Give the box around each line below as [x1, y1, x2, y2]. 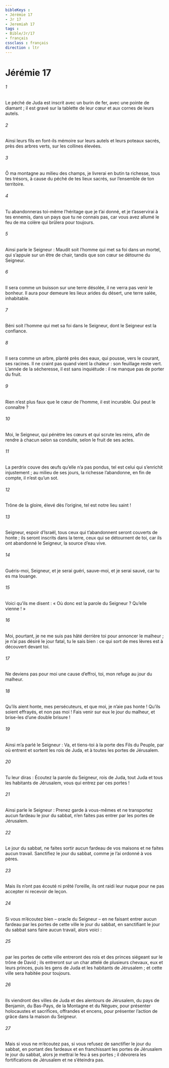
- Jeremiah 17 [5, 21, 35, 27]
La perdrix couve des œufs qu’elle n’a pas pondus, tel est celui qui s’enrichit [5, 464, 163, 470]
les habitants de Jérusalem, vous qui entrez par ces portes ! [5, 780, 130, 786]
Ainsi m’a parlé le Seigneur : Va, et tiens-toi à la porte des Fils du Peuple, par [5, 742, 164, 748]
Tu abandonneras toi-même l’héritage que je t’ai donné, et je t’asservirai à [5, 208, 158, 214]
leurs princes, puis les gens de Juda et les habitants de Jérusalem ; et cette [5, 965, 162, 971]
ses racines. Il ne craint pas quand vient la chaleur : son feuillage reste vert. [5, 361, 162, 367]
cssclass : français [5, 41, 49, 46]
